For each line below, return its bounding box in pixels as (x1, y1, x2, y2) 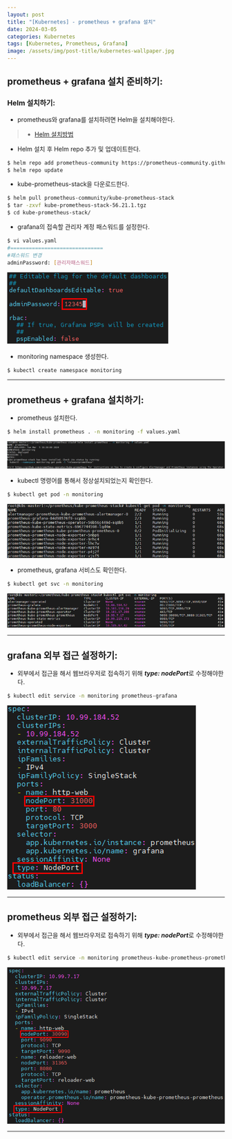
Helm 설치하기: (7, 98, 55, 108)
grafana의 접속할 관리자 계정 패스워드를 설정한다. (17, 223, 151, 231)
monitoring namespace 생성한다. (17, 352, 109, 360)
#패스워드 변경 (7, 252, 42, 259)
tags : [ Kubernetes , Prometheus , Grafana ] (7, 40, 128, 48)
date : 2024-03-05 (7, 26, 57, 33)
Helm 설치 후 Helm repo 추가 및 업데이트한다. (17, 145, 141, 153)
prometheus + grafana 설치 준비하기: (7, 76, 164, 88)
